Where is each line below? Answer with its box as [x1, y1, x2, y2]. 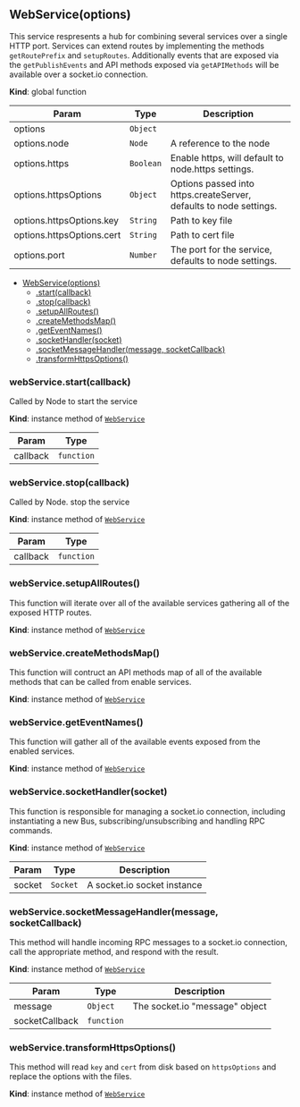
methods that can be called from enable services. [9, 677, 192, 687]
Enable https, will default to [170, 151, 284, 164]
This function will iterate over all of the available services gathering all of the [9, 597, 290, 608]
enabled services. [9, 746, 75, 756]
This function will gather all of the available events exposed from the [9, 737, 261, 748]
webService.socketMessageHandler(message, [9, 905, 219, 917]
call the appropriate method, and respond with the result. [9, 946, 219, 957]
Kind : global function [9, 86, 87, 97]
